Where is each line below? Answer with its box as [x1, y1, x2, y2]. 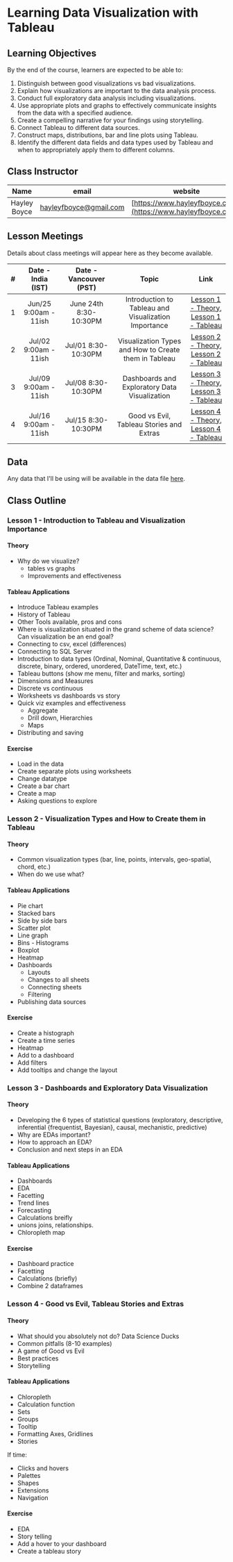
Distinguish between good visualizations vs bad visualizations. [17, 79, 196, 88]
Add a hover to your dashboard [17, 1539, 107, 1547]
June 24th [69, 299, 104, 309]
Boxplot [17, 946, 40, 954]
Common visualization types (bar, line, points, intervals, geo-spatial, [17, 855, 212, 864]
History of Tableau [17, 610, 71, 619]
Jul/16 [28, 411, 51, 420]
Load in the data [17, 759, 64, 768]
